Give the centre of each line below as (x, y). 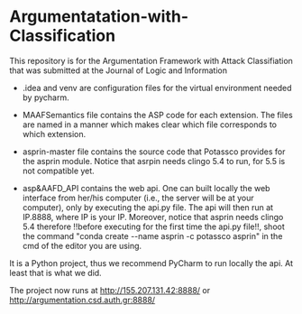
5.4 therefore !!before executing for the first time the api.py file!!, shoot (154, 226)
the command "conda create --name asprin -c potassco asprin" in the (152, 235)
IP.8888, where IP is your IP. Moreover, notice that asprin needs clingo (153, 217)
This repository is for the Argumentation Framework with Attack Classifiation (151, 60)
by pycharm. (46, 97)
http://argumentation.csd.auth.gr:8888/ (82, 300)
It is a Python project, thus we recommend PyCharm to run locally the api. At (151, 263)
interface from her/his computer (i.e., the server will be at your (138, 198)
